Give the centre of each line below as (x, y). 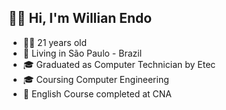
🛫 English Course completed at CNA (97, 93)
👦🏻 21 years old (54, 42)
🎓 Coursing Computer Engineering (96, 79)
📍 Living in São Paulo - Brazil (82, 53)
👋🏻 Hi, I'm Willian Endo (80, 18)
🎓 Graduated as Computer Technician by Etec (119, 64)
